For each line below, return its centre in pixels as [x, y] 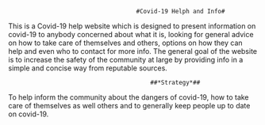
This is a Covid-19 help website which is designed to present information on [132, 26]
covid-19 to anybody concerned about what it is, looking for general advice [131, 34]
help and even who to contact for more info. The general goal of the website [133, 51]
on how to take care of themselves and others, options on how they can [126, 43]
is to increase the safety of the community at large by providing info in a [126, 60]
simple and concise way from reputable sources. [88, 68]
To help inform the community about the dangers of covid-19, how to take [129, 97]
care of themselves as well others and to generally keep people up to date [129, 106]
